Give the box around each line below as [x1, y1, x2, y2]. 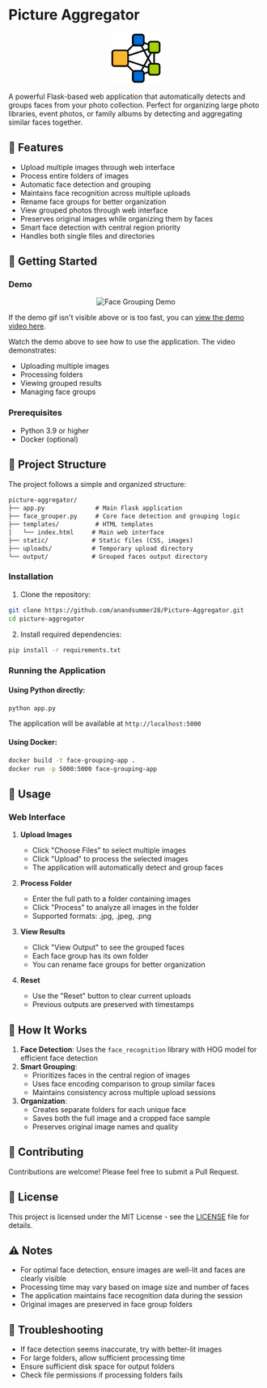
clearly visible [19, 1274, 67, 1284]
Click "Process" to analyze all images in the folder [32, 903, 199, 912]
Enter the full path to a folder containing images [32, 894, 192, 903]
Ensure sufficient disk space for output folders [19, 1361, 176, 1372]
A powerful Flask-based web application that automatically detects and [8, 91, 245, 101]
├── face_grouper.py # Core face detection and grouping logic [8, 512, 241, 520]
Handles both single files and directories [19, 231, 155, 240]
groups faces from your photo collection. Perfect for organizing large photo [8, 99, 260, 110]
